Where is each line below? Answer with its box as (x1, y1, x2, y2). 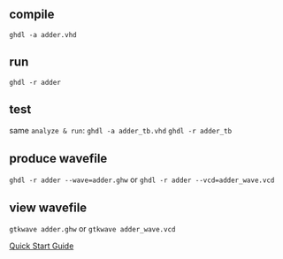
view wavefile (9, 200, 88, 215)
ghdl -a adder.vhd (9, 30, 77, 39)
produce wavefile (9, 150, 108, 166)
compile (9, 7, 55, 22)
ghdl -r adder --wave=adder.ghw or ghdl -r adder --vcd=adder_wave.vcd (9, 174, 275, 185)
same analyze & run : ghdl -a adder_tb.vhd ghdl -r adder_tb (9, 126, 233, 136)
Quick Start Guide (9, 240, 74, 251)
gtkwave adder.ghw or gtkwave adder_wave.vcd (9, 224, 176, 234)
